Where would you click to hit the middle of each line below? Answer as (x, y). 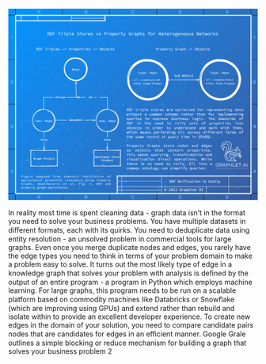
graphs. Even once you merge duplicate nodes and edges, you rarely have (129, 248)
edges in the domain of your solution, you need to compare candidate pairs (131, 325)
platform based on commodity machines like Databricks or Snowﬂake (122, 300)
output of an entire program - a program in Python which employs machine (131, 282)
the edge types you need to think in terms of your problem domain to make (131, 256)
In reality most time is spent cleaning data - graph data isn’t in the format (127, 213)
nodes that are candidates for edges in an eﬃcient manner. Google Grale (127, 334)
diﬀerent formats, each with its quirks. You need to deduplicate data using (129, 230)
